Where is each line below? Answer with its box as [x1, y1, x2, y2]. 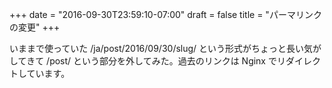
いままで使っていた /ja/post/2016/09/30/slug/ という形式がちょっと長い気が [9, 43, 322, 54]
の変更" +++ [9, 21, 61, 33]
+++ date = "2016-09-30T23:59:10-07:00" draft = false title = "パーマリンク [9, 9, 322, 20]
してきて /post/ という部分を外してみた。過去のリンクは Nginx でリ [9, 55, 286, 67]
